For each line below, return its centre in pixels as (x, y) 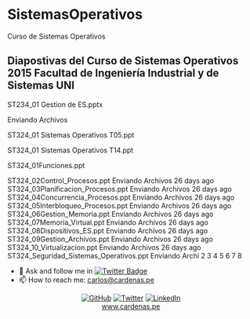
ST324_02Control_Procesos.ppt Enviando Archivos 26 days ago (111, 180)
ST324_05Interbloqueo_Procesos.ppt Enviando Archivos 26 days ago (120, 205)
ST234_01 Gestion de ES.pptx (55, 104)
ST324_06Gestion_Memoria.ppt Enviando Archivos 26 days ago (111, 214)
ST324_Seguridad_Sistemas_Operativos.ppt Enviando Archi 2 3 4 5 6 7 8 (125, 255)
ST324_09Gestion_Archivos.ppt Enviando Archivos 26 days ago (110, 239)
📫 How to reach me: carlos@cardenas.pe (86, 280)
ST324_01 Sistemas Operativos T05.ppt (71, 134)
